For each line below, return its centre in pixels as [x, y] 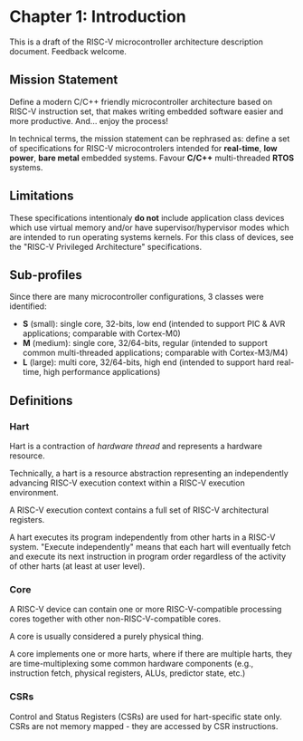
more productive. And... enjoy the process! [89, 120]
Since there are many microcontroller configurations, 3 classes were [137, 297]
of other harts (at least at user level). [77, 566]
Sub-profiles [46, 275]
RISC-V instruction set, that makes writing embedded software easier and [147, 111]
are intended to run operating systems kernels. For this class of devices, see [151, 236]
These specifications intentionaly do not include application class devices [147, 217]
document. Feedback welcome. [68, 51]
